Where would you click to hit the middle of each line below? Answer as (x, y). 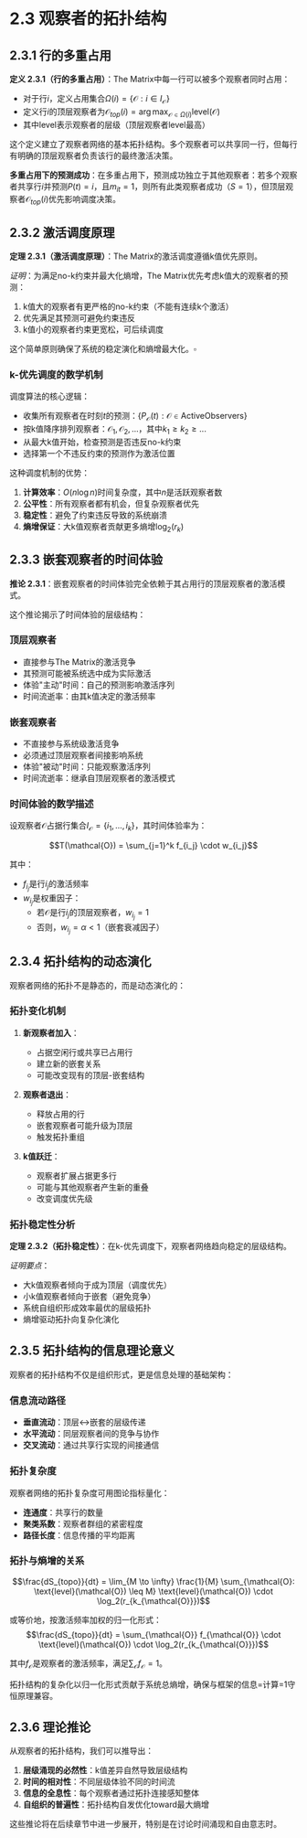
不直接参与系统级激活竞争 (71, 744)
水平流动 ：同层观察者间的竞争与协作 (91, 1434)
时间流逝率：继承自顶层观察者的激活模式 (99, 778)
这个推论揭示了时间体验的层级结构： (78, 614)
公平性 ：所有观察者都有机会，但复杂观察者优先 (111, 503)
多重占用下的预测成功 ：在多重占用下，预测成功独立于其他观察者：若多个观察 (153, 175)
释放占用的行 (60, 1114)
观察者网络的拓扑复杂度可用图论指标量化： (90, 1492)
